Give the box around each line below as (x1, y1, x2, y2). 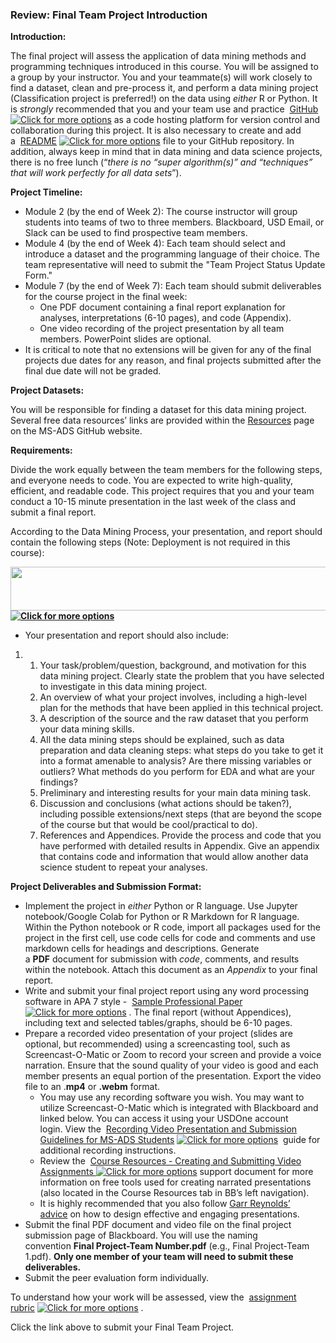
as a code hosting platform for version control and (113, 114, 321, 126)
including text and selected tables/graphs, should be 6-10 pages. (24, 1017, 293, 1029)
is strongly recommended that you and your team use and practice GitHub (10, 103, 319, 115)
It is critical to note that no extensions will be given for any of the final (24, 344, 312, 356)
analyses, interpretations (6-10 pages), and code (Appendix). (39, 312, 292, 324)
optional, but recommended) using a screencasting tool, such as (24, 1038, 291, 1050)
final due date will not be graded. (24, 365, 162, 377)
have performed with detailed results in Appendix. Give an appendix (39, 840, 320, 852)
